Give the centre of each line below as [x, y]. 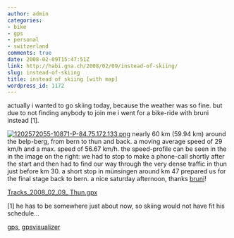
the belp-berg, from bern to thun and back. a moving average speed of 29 [115, 142]
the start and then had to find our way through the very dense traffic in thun [117, 164]
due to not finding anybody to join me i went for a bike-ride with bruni [108, 113]
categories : [25, 20]
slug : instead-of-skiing [44, 72]
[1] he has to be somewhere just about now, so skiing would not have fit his [116, 206]
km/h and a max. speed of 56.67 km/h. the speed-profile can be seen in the [117, 149]
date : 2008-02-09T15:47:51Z [49, 60]
